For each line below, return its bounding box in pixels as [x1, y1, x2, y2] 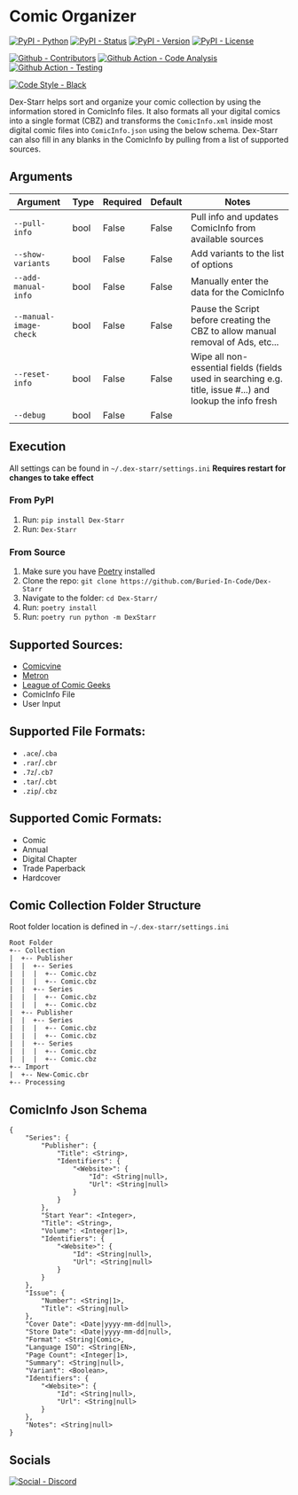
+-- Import [9, 1062, 50, 1072]
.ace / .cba [21, 747, 58, 758]
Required [102, 195, 142, 207]
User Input [21, 698, 61, 708]
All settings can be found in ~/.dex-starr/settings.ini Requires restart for [9, 463, 286, 474]
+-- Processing [9, 1078, 66, 1087]
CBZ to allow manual [190, 325, 277, 337]
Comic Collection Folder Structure [9, 897, 201, 912]
